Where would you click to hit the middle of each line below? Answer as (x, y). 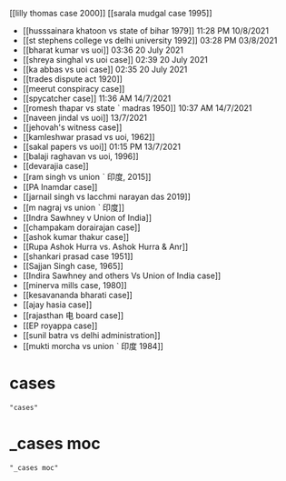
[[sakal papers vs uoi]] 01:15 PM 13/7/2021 (102, 146)
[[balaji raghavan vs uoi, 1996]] (80, 156)
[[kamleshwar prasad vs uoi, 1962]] (89, 137)
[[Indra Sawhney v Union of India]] (87, 218)
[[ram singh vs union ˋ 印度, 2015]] (87, 177)
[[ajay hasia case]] (57, 305)
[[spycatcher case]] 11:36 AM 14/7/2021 (97, 98)
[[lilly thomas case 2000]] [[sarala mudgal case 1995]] (111, 13)
